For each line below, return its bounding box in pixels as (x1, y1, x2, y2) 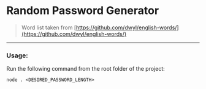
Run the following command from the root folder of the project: (6, 65, 166, 73)
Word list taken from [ (21, 24, 77, 31)
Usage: (6, 51, 29, 60)
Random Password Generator (6, 4, 159, 18)
